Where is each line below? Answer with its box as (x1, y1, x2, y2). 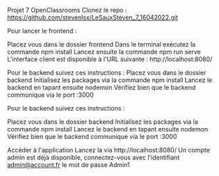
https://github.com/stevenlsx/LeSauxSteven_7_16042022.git (7, 13, 179, 22)
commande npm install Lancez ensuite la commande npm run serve (7, 48, 202, 56)
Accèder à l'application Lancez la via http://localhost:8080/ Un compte (7, 146, 210, 154)
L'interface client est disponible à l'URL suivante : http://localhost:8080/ (7, 55, 213, 63)
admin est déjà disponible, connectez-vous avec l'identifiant (7, 153, 180, 161)
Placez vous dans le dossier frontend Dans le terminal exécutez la (7, 40, 196, 48)
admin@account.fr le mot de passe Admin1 (7, 161, 130, 169)
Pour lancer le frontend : (7, 27, 77, 35)
